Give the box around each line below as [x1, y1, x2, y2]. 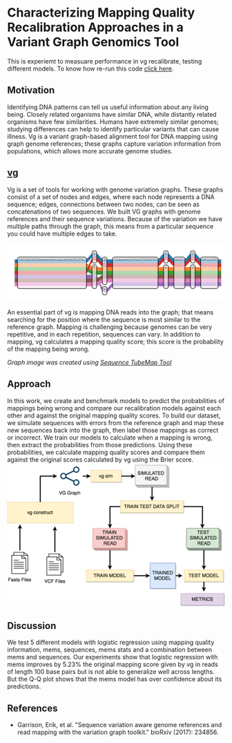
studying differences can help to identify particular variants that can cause [7, 124, 220, 133]
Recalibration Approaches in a [7, 19, 184, 35]
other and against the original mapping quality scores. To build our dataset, [7, 411, 221, 420]
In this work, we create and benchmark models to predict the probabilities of [7, 396, 224, 405]
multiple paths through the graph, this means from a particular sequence [7, 222, 214, 230]
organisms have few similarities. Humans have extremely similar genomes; [7, 117, 219, 126]
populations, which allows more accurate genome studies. [7, 147, 173, 155]
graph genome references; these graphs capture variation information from [7, 140, 222, 148]
